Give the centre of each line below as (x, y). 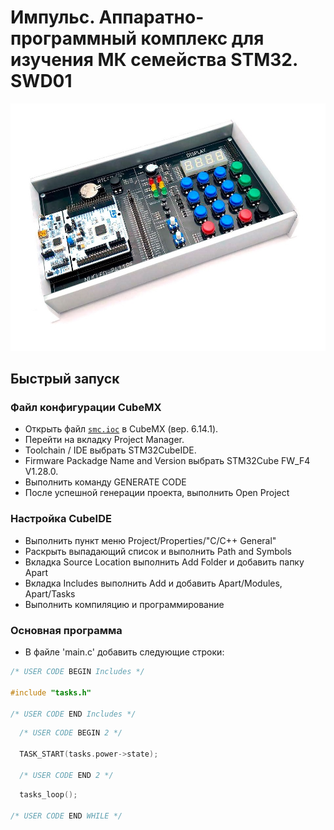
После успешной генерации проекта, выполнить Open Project (157, 493)
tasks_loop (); (48, 794)
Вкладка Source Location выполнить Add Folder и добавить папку (164, 562)
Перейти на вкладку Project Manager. (104, 440)
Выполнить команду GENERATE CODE (105, 482)
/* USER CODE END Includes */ (73, 714)
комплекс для (202, 38)
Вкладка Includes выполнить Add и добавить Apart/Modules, (153, 583)
